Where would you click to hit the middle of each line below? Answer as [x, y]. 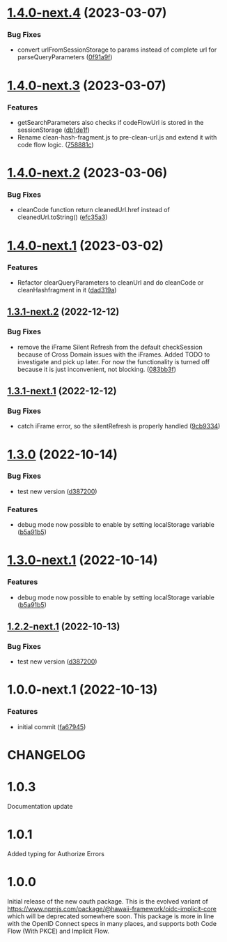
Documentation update [40, 806]
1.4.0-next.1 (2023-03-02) [85, 245]
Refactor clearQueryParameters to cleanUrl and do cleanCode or [110, 282]
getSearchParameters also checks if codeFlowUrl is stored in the [110, 122]
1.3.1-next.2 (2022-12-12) [63, 312]
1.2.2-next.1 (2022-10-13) [64, 626]
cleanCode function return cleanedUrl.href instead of [94, 210]
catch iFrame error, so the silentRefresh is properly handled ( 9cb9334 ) [119, 426]
